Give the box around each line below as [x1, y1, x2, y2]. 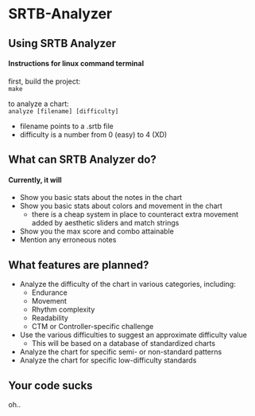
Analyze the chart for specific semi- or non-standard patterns [19, 347, 222, 357]
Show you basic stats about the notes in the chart [19, 193, 183, 202]
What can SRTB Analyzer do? [8, 153, 156, 167]
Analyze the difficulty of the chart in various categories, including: [19, 280, 236, 289]
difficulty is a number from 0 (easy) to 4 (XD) [19, 129, 168, 139]
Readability [31, 313, 69, 323]
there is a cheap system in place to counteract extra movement [31, 210, 238, 219]
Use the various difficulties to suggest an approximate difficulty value [19, 330, 248, 339]
